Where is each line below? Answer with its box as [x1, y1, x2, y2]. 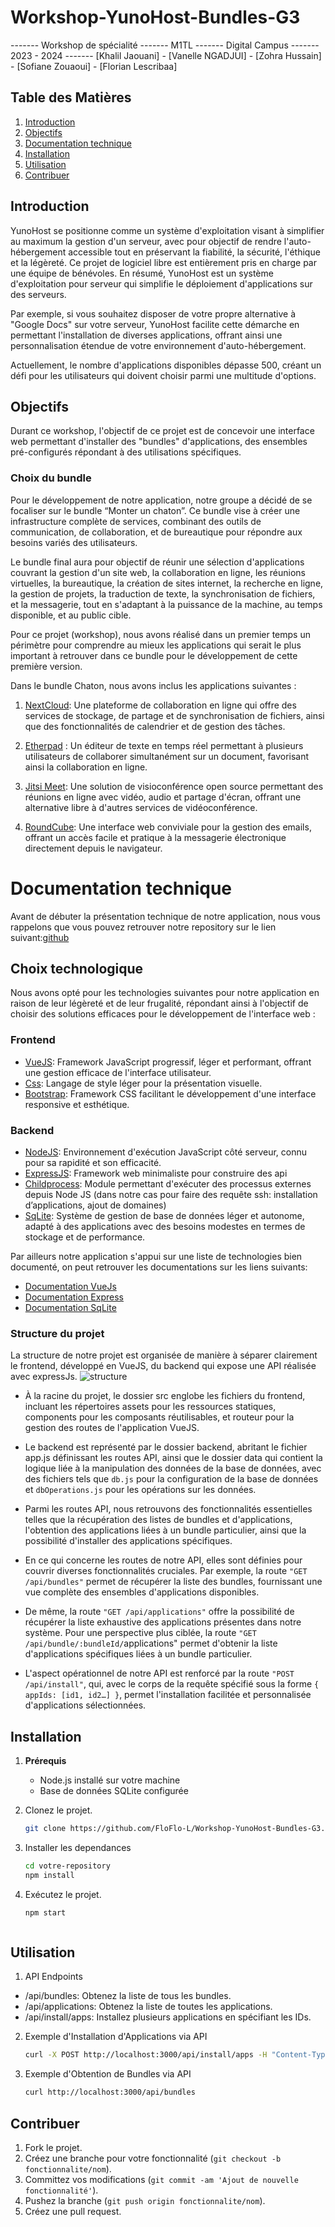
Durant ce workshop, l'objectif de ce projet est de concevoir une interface [10, 425, 315, 437]
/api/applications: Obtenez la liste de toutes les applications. [24, 2001, 273, 2013]
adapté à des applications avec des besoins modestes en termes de [24, 1221, 306, 1233]
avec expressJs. [10, 1371, 78, 1383]
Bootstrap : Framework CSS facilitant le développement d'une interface [24, 1087, 317, 1100]
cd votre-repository [24, 1861, 111, 1871]
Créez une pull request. [24, 2206, 122, 2217]
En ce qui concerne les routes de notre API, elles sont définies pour [24, 1554, 303, 1566]
